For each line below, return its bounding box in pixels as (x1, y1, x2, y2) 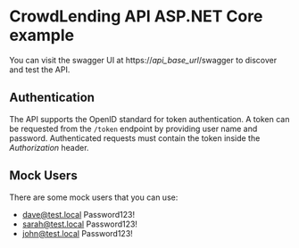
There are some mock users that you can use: (9, 192, 179, 203)
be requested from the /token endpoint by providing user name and (9, 123, 258, 134)
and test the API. (9, 64, 71, 75)
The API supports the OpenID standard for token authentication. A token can (9, 113, 290, 124)
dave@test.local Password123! (21, 209, 136, 219)
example (9, 25, 75, 45)
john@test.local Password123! (21, 227, 134, 238)
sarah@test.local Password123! (21, 219, 138, 229)
